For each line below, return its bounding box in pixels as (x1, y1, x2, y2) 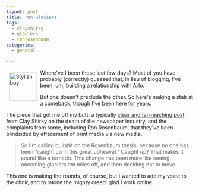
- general (11, 48, 36, 54)
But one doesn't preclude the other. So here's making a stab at (40, 93, 193, 100)
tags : (6, 20, 20, 26)
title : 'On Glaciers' (6, 14, 60, 20)
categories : (6, 42, 36, 48)
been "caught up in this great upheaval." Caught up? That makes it (20, 148, 184, 155)
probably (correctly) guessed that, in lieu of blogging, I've (40, 75, 181, 82)
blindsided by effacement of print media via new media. (6, 130, 143, 137)
